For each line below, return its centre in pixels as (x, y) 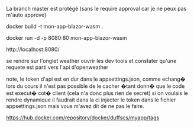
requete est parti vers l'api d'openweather (57, 67)
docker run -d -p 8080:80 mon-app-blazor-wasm (67, 38)
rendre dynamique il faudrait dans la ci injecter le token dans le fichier (91, 100)
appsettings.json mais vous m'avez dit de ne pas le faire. (75, 106)
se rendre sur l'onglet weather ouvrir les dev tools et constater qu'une (91, 61)
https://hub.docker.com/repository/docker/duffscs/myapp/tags (83, 118)
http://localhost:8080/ (33, 49)
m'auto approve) (26, 15)
